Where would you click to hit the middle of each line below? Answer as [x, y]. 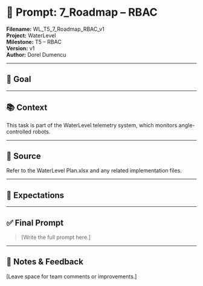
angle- [187, 125]
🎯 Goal [19, 79]
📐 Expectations [35, 195]
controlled [19, 132]
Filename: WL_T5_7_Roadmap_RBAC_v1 [55, 29]
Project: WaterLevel [31, 35]
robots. [42, 132]
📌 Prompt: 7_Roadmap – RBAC [82, 12]
